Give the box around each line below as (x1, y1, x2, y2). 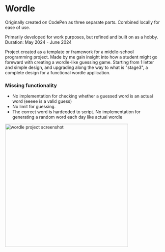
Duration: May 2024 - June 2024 (5, 39, 72, 45)
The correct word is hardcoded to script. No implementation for (12, 109, 141, 115)
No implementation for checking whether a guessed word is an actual (12, 93, 153, 99)
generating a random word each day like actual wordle (12, 114, 123, 120)
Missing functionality (5, 82, 57, 89)
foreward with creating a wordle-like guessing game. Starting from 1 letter (5, 59, 154, 65)
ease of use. (5, 24, 30, 30)
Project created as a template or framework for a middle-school (5, 49, 134, 55)
